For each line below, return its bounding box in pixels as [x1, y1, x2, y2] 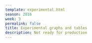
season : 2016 [5, 12, 32, 17]
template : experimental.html [5, 7, 65, 12]
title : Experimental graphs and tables [5, 26, 88, 31]
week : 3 [5, 16, 21, 21]
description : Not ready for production [5, 30, 88, 35]
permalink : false [5, 21, 41, 26]
